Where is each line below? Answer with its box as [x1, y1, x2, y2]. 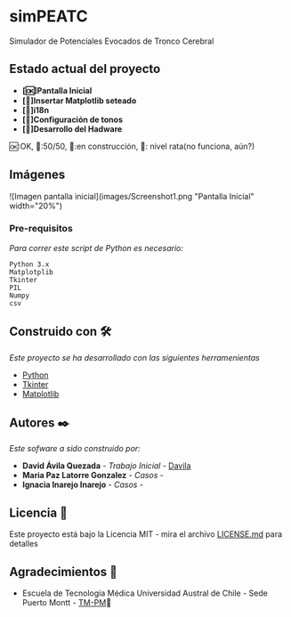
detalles [9, 539, 38, 549]
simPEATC [9, 6, 88, 27]
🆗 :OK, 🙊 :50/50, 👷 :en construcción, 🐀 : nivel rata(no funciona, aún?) [9, 141, 255, 151]
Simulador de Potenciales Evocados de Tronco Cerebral [9, 36, 214, 46]
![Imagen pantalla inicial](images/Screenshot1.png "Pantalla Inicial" [9, 191, 255, 201]
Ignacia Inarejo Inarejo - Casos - [21, 479, 144, 491]
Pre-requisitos [9, 223, 73, 235]
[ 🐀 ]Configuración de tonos [21, 114, 123, 125]
